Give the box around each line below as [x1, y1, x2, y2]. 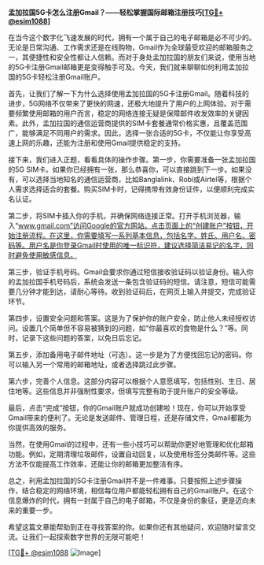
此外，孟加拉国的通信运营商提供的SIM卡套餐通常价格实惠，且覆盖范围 [21, 118, 248, 128]
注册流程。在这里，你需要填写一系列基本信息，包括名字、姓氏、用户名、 [14, 231, 249, 240]
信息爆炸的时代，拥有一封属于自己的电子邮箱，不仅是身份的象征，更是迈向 [8, 496, 249, 505]
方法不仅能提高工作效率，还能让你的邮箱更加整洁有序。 [8, 459, 187, 468]
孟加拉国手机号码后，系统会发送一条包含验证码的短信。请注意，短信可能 [14, 277, 249, 286]
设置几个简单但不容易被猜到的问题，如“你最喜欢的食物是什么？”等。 [21, 323, 242, 333]
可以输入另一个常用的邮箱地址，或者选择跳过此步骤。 [8, 360, 181, 369]
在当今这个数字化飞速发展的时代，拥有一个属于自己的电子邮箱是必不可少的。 [8, 33, 256, 42]
